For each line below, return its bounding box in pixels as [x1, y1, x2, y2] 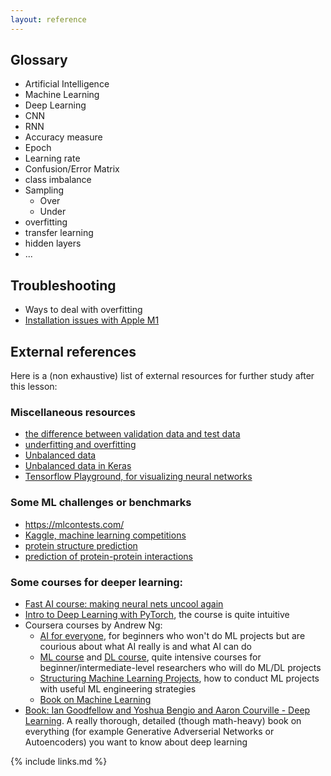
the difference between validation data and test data [24, 428, 241, 440]
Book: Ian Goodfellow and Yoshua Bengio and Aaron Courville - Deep [24, 704, 311, 716]
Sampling [24, 184, 65, 196]
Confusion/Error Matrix [24, 163, 120, 175]
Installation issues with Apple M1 [24, 314, 160, 326]
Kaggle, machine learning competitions [24, 529, 187, 541]
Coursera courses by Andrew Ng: [24, 619, 163, 631]
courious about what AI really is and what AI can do [39, 640, 253, 652]
